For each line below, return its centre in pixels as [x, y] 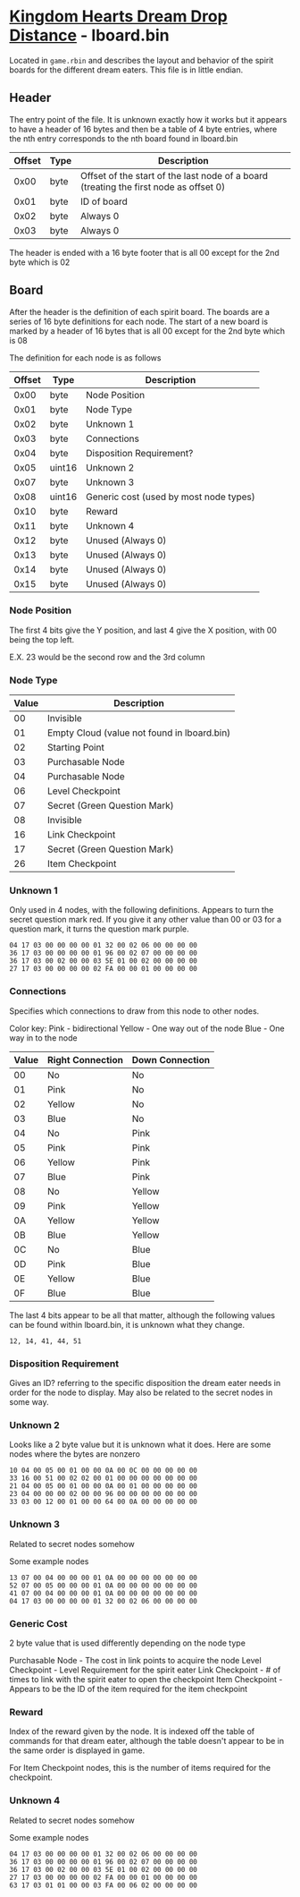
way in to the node [43, 1038]
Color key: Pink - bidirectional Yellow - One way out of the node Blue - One [147, 1028]
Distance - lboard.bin [89, 35]
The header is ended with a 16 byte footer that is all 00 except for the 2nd [144, 252]
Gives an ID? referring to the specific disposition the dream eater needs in [145, 1383]
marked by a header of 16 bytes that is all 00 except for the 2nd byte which [147, 331]
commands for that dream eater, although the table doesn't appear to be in [146, 1741]
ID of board [104, 201]
